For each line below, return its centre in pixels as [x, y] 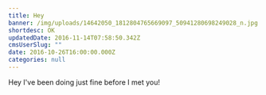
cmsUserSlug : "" [35, 45]
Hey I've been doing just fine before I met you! [84, 82]
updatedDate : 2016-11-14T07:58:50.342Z [74, 38]
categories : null [37, 60]
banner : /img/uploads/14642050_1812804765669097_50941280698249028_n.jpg [133, 23]
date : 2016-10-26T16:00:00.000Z [62, 52]
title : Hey [26, 15]
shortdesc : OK [32, 30]
